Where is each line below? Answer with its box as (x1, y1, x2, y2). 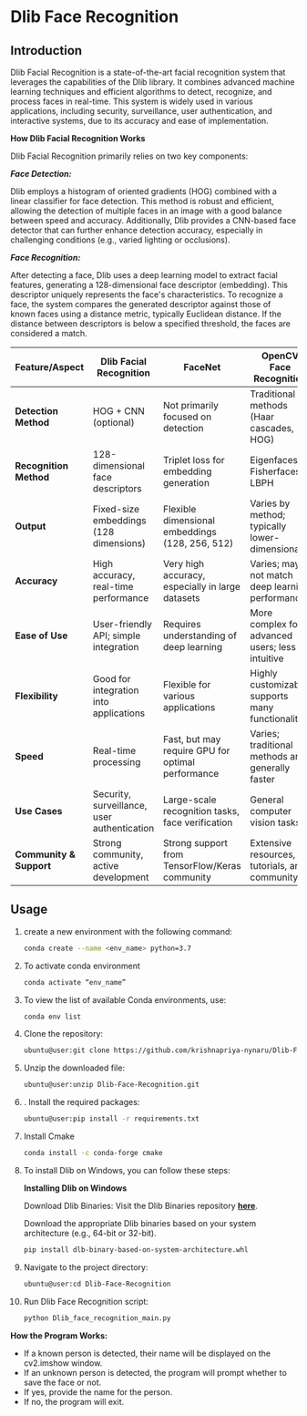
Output (15, 520, 46, 532)
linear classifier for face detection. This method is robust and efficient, (10, 196, 274, 206)
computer (250, 805, 292, 817)
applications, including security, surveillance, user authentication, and (10, 106, 272, 116)
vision (250, 816, 276, 829)
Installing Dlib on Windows (23, 1183, 128, 1194)
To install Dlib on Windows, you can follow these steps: (23, 1164, 230, 1175)
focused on (163, 410, 212, 423)
